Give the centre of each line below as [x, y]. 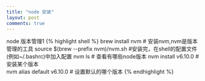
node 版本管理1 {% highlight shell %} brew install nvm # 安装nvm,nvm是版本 [102, 41]
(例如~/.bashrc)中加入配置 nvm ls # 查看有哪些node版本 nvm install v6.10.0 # [103, 57]
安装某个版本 [22, 64]
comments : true [26, 23]
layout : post [23, 18]
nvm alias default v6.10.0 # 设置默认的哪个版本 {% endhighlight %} [90, 72]
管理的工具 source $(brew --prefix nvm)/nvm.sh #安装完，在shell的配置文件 [102, 49]
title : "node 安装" [30, 12]
